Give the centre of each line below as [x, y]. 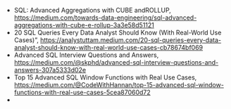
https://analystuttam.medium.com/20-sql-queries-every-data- [131, 40]
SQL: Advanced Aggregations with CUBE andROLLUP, [92, 10]
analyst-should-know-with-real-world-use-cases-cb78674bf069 [108, 47]
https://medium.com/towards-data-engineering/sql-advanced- [105, 18]
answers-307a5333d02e [50, 70]
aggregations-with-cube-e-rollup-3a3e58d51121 [84, 25]
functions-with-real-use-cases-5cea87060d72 [82, 92]
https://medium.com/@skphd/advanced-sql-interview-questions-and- [116, 62]
